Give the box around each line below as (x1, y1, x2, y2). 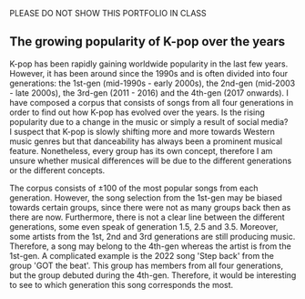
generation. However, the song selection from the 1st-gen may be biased (9, 191, 282, 203)
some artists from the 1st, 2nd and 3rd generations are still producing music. (9, 231, 296, 242)
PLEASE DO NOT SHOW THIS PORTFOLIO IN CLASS (9, 8, 207, 18)
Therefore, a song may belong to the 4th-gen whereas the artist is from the (9, 241, 291, 252)
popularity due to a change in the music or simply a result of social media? (9, 116, 289, 127)
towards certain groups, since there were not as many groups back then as (9, 201, 291, 212)
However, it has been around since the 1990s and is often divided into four (9, 67, 289, 78)
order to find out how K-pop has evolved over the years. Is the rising (9, 107, 266, 118)
